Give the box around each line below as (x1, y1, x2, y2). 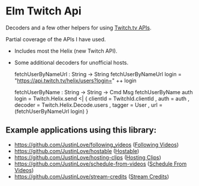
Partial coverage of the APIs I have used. (5, 35, 106, 43)
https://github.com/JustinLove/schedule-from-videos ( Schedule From (14, 160, 187, 167)
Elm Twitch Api (5, 4, 82, 18)
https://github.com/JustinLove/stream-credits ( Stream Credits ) (14, 173, 169, 180)
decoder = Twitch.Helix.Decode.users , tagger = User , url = (14, 101, 163, 109)
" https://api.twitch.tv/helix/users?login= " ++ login (14, 77, 137, 84)
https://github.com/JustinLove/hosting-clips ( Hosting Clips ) (14, 154, 161, 161)
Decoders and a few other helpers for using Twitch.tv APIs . (5, 24, 152, 31)
